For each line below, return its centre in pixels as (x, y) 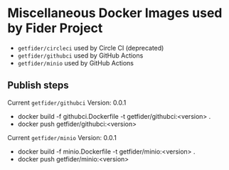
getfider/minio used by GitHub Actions (75, 63)
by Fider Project (55, 28)
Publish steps (38, 86)
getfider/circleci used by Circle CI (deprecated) (91, 48)
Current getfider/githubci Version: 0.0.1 (67, 102)
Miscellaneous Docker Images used (115, 13)
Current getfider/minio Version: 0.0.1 (62, 137)
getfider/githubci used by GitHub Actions (80, 55)
